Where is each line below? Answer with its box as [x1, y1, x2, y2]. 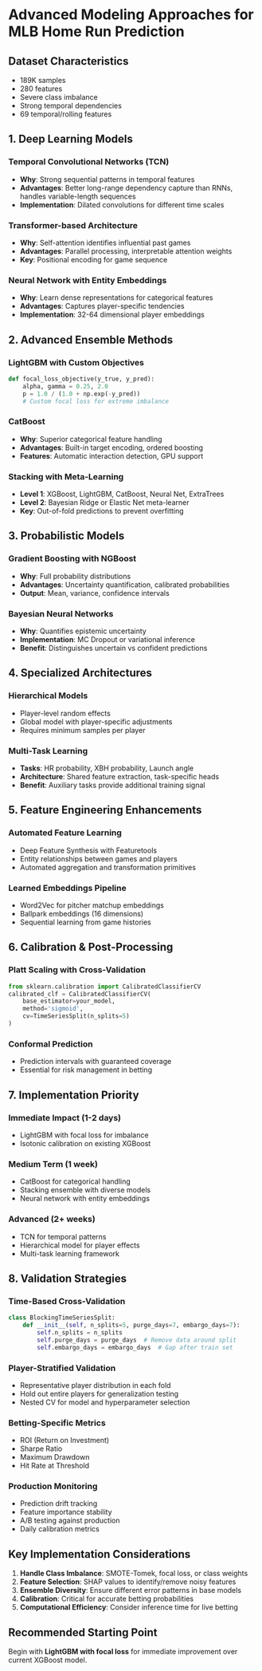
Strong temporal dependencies [19, 101, 122, 110]
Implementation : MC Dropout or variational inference [19, 635, 195, 644]
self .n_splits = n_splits [37, 1328, 123, 1337]
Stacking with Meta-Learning [8, 471, 124, 482]
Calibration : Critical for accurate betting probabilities [19, 1594, 194, 1604]
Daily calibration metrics [19, 1524, 100, 1534]
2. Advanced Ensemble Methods [8, 333, 174, 346]
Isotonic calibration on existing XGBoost [19, 1138, 151, 1148]
